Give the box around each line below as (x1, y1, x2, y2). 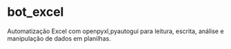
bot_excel (7, 4, 64, 20)
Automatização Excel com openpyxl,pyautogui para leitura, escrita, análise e (7, 27, 224, 35)
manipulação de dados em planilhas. (7, 34, 112, 42)
